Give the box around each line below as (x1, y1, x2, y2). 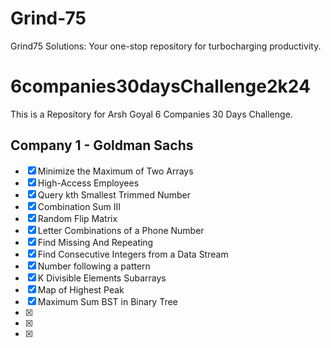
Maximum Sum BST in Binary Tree (37, 295, 178, 307)
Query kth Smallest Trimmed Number (37, 188, 192, 201)
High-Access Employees (37, 177, 140, 189)
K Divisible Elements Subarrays (37, 272, 167, 284)
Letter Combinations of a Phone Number (37, 224, 205, 236)
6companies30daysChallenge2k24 (10, 75, 311, 98)
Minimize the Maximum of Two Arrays (37, 165, 194, 177)
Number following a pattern (37, 260, 151, 272)
